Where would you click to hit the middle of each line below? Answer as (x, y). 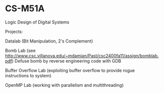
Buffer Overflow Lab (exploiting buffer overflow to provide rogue (70, 70)
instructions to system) (28, 75)
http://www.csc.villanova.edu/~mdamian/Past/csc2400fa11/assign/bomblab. (82, 56)
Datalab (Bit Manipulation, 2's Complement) (49, 41)
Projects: (14, 31)
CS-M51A (25, 9)
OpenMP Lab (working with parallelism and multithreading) (64, 85)
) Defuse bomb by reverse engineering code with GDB (67, 61)
